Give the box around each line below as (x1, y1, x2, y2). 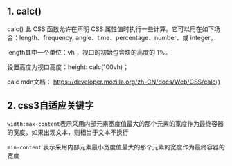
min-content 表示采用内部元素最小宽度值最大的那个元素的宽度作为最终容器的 (7, 142, 225, 151)
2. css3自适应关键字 (7, 100, 95, 111)
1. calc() (7, 6, 42, 17)
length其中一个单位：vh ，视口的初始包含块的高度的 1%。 (7, 48, 172, 56)
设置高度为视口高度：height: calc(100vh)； (7, 62, 130, 71)
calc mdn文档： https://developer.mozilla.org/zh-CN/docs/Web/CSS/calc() (7, 77, 220, 86)
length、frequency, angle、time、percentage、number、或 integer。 (19, 33, 217, 41)
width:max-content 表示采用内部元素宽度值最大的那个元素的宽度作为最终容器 (7, 119, 224, 127)
